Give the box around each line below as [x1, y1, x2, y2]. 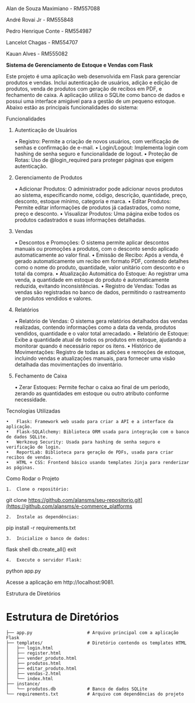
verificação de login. [6, 444, 61, 450]
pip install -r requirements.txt [6, 524, 76, 531]
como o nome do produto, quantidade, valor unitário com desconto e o [14, 264, 185, 271]
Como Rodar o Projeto [6, 475, 60, 482]
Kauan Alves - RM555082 [6, 50, 68, 57]
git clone [6, 497, 27, 503]
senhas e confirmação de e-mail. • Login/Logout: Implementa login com [14, 144, 188, 151]
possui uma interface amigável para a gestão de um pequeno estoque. [6, 98, 176, 105]
